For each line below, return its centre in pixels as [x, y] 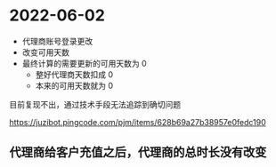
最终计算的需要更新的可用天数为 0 [84, 63]
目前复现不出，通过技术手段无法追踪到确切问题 [95, 104]
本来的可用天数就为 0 [74, 85]
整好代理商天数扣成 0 [74, 74]
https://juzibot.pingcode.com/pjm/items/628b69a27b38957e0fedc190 [138, 122]
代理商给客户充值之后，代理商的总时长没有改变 [138, 152]
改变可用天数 [45, 52]
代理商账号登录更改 [57, 41]
